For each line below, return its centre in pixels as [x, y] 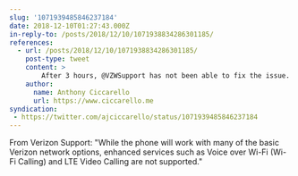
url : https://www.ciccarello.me [93, 101]
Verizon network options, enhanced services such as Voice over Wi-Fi [139, 152]
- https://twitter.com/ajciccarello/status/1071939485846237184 [135, 117]
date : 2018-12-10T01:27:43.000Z [69, 26]
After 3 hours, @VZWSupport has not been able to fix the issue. [166, 76]
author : [39, 84]
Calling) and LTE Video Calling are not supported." [110, 162]
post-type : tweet [58, 59]
